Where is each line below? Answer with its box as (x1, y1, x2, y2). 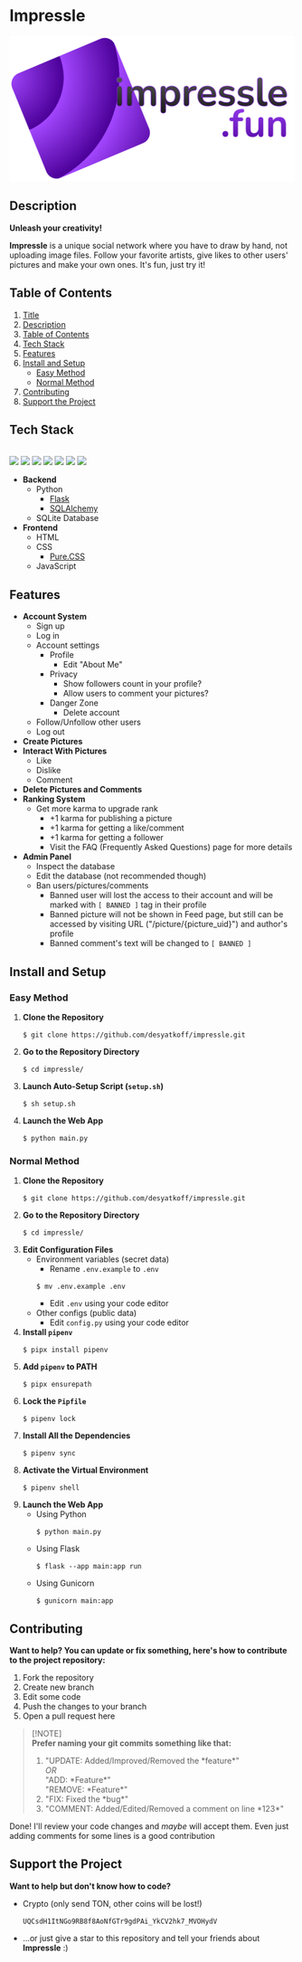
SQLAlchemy (49, 503, 99, 514)
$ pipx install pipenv (22, 1345, 109, 1355)
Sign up (35, 621, 65, 631)
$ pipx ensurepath (22, 1380, 92, 1389)
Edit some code (22, 1691, 81, 1701)
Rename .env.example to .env (49, 1264, 160, 1275)
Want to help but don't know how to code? (9, 1881, 172, 1891)
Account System (22, 611, 88, 622)
